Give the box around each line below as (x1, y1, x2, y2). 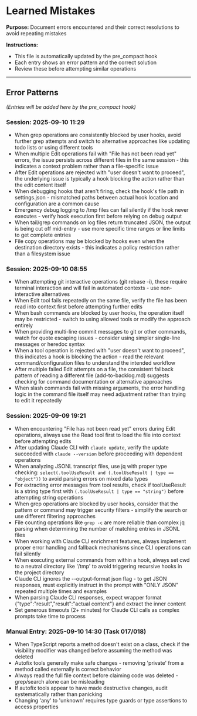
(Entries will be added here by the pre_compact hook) (6, 103, 136, 110)
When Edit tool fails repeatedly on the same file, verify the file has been (14, 297, 188, 304)
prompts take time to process (14, 612, 86, 620)
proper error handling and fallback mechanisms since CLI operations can (14, 544, 191, 551)
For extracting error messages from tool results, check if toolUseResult (14, 481, 186, 488)
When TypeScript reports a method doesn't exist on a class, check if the (14, 640, 189, 648)
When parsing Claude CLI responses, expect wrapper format (14, 594, 162, 601)
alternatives (41, 291, 70, 298)
